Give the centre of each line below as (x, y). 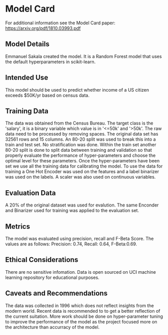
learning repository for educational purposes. (52, 277)
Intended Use (27, 78)
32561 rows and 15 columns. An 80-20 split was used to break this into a (81, 139)
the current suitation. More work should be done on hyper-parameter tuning (84, 316)
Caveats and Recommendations (56, 293)
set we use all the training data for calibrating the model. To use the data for (84, 166)
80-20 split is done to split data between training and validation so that (79, 150)
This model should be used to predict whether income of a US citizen (77, 90)
